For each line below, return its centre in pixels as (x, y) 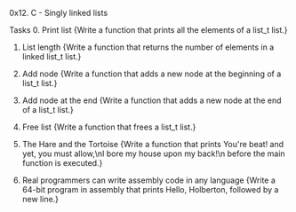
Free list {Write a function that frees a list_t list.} (109, 127)
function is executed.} (62, 163)
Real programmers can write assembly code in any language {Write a (148, 180)
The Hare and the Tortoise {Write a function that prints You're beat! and (153, 144)
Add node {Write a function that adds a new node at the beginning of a (152, 74)
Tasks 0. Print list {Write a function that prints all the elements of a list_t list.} (148, 30)
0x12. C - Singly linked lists (59, 13)
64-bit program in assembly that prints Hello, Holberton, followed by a (150, 189)
